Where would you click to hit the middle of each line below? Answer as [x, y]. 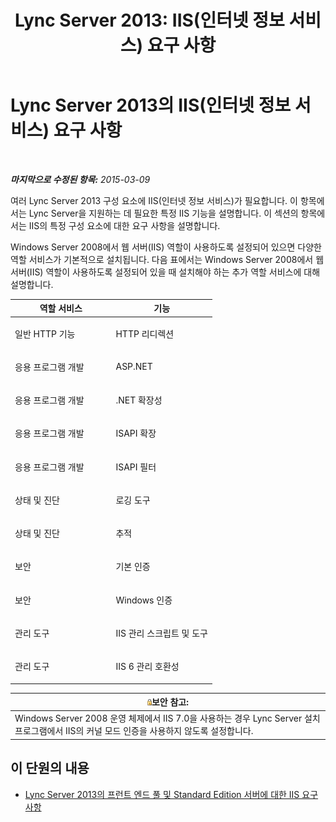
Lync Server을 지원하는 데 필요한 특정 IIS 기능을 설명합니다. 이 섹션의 [163, 213]
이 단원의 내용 [50, 768]
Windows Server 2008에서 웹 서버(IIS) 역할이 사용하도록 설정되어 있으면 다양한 [166, 247]
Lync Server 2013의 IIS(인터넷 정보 [151, 105]
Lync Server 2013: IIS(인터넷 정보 [149, 20]
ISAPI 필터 [136, 467]
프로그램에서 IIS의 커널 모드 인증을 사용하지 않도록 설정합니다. [134, 731]
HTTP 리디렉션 [145, 333]
